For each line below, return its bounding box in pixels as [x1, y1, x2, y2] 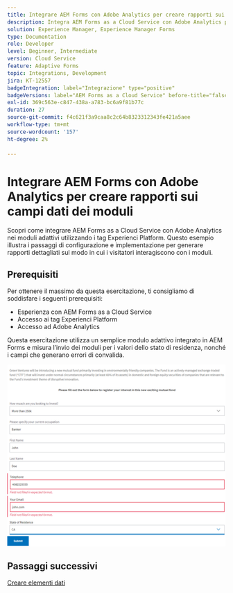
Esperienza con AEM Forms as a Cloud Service [17, 308, 153, 316]
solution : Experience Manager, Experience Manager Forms [7, 26, 175, 33]
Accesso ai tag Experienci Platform [17, 315, 118, 324]
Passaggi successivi [7, 560, 98, 572]
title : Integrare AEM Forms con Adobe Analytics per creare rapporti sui [7, 11, 225, 18]
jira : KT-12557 [7, 77, 51, 84]
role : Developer [7, 40, 54, 48]
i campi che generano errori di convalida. [7, 351, 125, 359]
